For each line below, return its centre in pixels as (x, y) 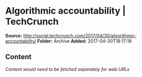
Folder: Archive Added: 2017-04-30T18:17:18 (84, 41)
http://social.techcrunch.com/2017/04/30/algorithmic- (80, 35)
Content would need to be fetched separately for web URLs (67, 69)
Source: (14, 35)
